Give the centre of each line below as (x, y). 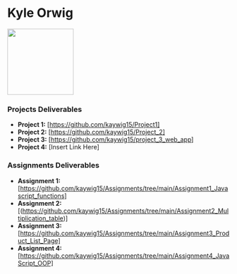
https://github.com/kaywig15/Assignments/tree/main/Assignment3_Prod (125, 233)
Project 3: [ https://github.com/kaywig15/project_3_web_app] (105, 139)
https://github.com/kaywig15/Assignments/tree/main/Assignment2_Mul (126, 211)
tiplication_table (40, 218)
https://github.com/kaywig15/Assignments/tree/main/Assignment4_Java (125, 256)
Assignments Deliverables (54, 166)
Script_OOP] (36, 263)
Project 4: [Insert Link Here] (59, 147)
